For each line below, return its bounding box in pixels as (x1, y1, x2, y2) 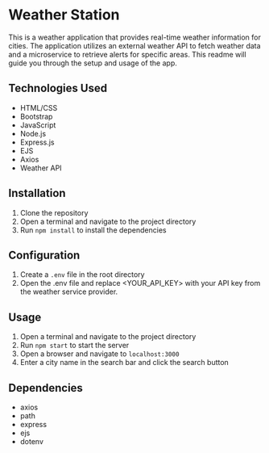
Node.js (19, 128, 47, 138)
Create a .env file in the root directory (19, 270, 145, 279)
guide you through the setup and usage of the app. (8, 58, 177, 68)
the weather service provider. (19, 287, 118, 296)
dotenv (19, 437, 44, 446)
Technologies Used (8, 82, 107, 95)
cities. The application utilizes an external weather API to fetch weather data (8, 40, 261, 50)
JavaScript (19, 120, 56, 130)
